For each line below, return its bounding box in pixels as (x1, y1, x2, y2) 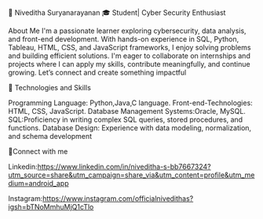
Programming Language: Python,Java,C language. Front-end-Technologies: (8, 98, 253, 108)
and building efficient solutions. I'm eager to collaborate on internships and (8, 51, 251, 60)
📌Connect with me (8, 147, 68, 156)
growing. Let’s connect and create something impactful (8, 68, 187, 77)
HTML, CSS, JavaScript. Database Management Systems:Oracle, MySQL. (8, 107, 246, 115)
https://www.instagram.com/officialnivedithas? (42, 194, 194, 203)
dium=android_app (8, 179, 69, 188)
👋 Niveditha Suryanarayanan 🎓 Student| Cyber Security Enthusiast (8, 8, 226, 17)
